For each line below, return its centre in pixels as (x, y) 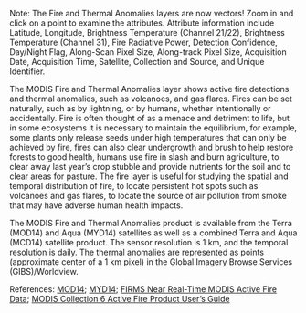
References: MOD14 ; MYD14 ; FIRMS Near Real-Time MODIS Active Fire (143, 289)
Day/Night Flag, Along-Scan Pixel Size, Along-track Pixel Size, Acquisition (148, 52)
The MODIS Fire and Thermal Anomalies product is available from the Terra (151, 223)
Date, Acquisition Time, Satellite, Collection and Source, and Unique (137, 62)
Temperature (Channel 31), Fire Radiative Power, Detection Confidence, (144, 42)
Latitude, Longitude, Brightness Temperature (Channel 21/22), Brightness (147, 32)
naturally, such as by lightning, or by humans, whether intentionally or (140, 108)
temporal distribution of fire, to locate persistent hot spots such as (134, 186)
